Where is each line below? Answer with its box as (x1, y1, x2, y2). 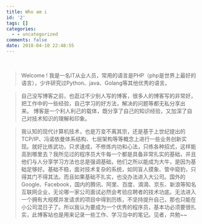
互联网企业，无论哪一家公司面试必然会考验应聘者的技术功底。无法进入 (21, 188, 197, 196)
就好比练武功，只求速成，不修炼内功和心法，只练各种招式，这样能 (31, 143, 197, 150)
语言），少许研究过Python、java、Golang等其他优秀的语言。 (21, 79, 171, 87)
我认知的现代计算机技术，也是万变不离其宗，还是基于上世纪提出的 (21, 128, 186, 135)
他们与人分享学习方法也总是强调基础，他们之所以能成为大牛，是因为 (21, 158, 191, 165)
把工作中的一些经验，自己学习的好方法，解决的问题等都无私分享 (21, 99, 180, 107)
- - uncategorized (11, 31, 59, 38)
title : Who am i (6, 8, 47, 15)
